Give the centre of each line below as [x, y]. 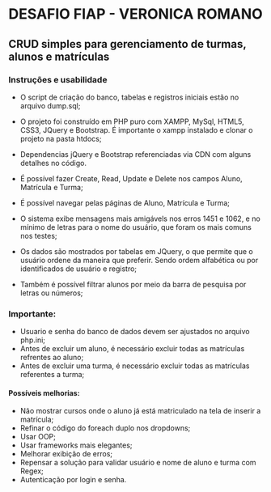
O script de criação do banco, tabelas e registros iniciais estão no [129, 97]
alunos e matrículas [59, 56]
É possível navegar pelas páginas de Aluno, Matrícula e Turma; [125, 202]
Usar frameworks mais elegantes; [76, 445]
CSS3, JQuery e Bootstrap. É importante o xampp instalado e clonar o [136, 129]
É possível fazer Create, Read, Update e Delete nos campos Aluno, [131, 178]
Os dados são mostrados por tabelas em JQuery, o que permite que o [136, 251]
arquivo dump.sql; [50, 105]
